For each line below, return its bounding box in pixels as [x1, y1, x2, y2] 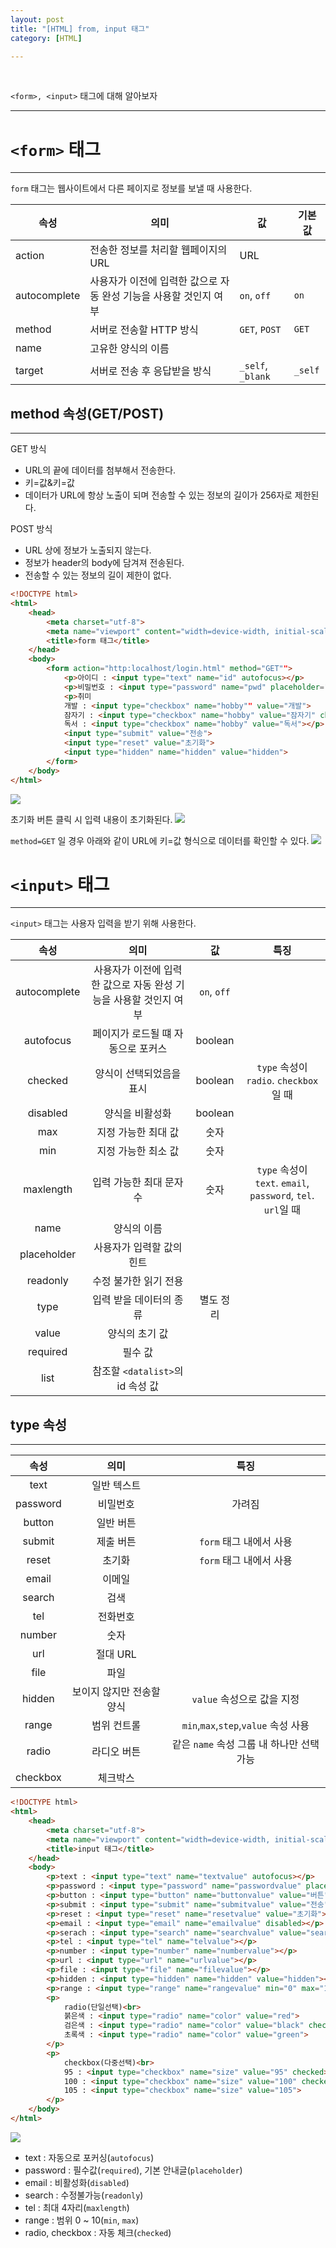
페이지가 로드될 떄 [92, 1027, 172, 1041]
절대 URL [95, 1647, 137, 1661]
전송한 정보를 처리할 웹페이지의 [89, 243, 228, 257]
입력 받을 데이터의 [92, 1293, 172, 1307]
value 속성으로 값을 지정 [191, 1692, 300, 1706]
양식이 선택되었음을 [94, 1067, 182, 1081]
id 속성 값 [116, 1379, 160, 1393]
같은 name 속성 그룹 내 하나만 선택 [171, 1737, 320, 1751]
